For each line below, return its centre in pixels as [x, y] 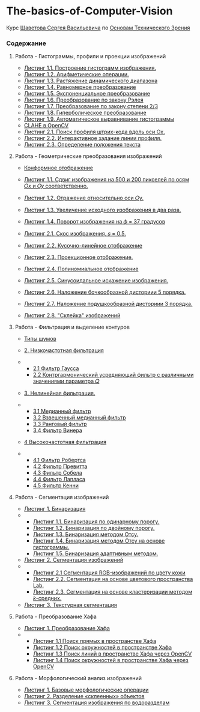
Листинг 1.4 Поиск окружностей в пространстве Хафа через [111, 660]
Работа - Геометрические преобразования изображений [88, 156]
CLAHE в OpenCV [46, 126]
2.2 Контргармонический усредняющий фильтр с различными [113, 375]
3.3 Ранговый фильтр [60, 424]
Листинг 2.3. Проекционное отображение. [78, 257]
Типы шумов [40, 339]
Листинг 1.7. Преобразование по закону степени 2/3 [91, 106]
